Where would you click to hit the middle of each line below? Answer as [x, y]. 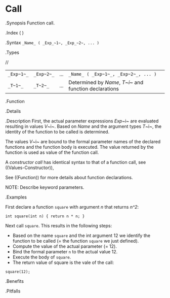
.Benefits [15, 281]
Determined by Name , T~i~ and [106, 82]
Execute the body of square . [42, 257]
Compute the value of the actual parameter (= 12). [65, 246]
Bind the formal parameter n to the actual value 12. [65, 251]
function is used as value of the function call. [52, 152]
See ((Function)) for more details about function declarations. [69, 177]
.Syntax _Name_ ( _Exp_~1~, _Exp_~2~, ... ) [52, 42]
